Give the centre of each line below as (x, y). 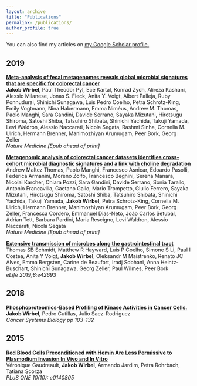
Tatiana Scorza (24, 371)
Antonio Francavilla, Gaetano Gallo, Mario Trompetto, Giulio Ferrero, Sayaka (97, 189)
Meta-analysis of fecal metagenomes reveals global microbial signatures (97, 78)
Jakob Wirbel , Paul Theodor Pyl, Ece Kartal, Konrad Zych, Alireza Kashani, (96, 90)
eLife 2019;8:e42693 (31, 275)
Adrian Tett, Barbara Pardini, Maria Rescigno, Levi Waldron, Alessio (87, 220)
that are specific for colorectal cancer (53, 83)
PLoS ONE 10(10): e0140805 (40, 377)
